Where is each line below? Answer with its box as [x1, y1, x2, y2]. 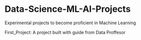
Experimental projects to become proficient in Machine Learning [4, 20, 136, 26]
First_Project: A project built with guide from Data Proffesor [4, 29, 126, 35]
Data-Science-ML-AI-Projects [4, 3, 131, 15]
